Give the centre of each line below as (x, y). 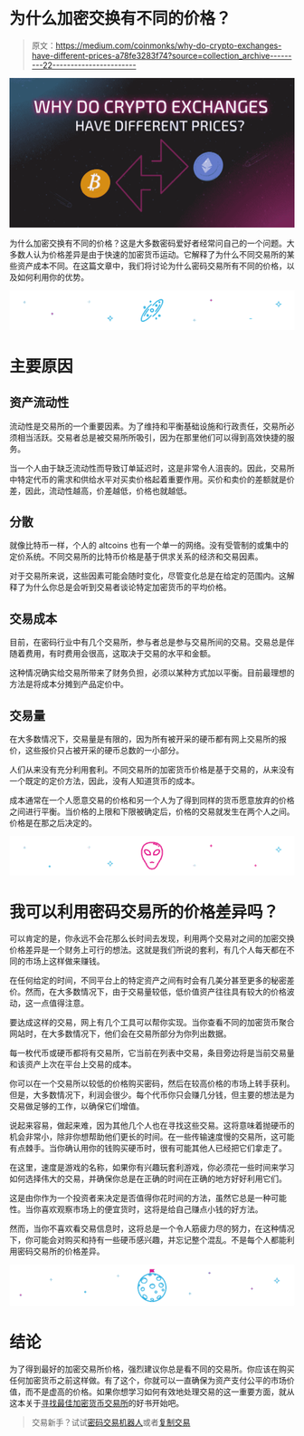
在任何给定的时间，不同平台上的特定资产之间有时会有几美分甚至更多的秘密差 (152, 981)
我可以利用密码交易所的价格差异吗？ (144, 912)
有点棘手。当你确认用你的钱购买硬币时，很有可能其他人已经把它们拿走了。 (148, 1149)
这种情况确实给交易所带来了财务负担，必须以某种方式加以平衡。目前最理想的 (152, 673)
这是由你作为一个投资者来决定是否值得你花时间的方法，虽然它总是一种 (140, 1198)
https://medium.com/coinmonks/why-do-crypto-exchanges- (169, 45)
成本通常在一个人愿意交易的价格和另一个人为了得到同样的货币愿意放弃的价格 (152, 800)
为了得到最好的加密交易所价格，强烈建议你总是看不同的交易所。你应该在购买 (152, 1369)
